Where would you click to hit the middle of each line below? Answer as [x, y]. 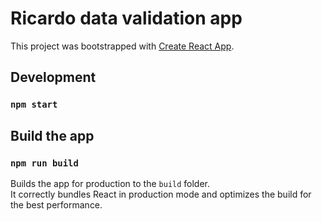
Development [53, 77]
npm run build [44, 163]
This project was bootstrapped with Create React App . [122, 46]
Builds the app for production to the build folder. [110, 183]
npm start [34, 105]
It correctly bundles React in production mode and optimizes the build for [161, 194]
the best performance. [56, 204]
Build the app [52, 135]
